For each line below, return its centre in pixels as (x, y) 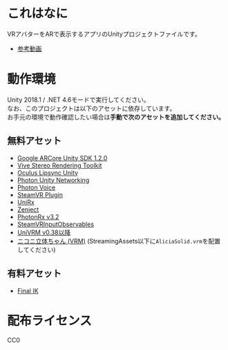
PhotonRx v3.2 (38, 217)
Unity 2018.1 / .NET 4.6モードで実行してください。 (78, 100)
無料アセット (35, 141)
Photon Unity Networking (53, 180)
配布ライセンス (49, 321)
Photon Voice (36, 187)
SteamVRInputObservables (56, 224)
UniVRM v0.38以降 (44, 232)
